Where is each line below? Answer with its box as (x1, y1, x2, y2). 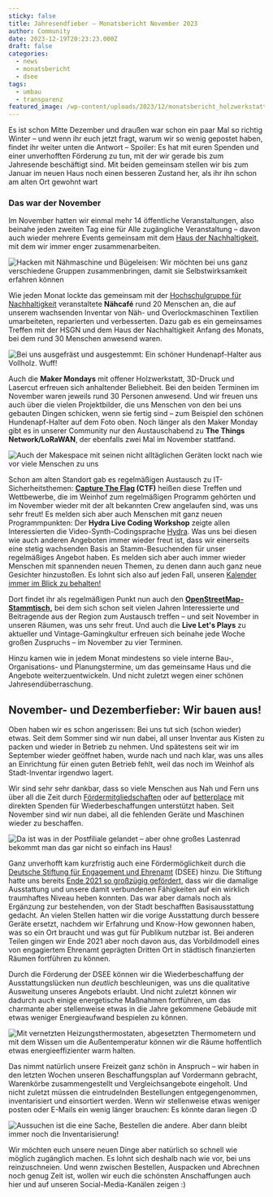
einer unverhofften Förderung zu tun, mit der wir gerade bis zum (8, 151, 224, 161)
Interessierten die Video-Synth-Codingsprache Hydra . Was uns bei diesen (8, 527, 258, 537)
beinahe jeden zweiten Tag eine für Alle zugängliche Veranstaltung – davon (8, 225, 261, 235)
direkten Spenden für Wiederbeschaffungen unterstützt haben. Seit (8, 801, 235, 811)
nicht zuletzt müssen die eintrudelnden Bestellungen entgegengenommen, (8, 1088, 258, 1098)
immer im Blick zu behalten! (8, 579, 102, 589)
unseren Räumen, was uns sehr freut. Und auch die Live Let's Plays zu (8, 620, 246, 630)
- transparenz (15, 95, 63, 103)
